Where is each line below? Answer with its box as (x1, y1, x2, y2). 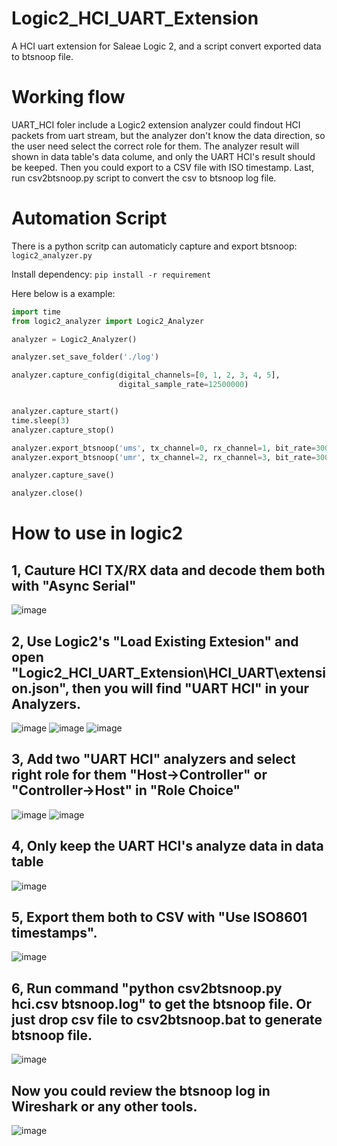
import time (11, 307, 61, 317)
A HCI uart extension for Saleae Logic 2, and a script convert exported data (11, 40, 322, 52)
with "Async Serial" (11, 577, 137, 594)
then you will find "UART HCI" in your (71, 680, 310, 697)
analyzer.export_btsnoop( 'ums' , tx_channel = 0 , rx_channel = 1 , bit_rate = (11, 443, 316, 453)
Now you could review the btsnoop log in (11, 1082, 271, 1099)
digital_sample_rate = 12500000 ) (118, 380, 249, 390)
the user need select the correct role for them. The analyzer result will (11, 140, 300, 152)
